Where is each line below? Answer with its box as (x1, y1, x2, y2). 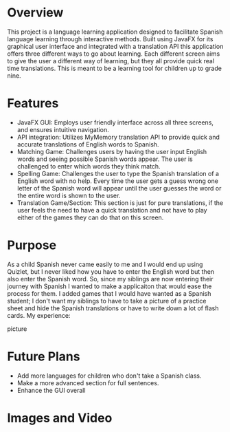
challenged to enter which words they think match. (16, 162, 161, 170)
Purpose (7, 237, 57, 253)
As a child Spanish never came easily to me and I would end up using (7, 260, 203, 268)
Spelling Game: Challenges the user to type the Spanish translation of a (16, 169, 220, 177)
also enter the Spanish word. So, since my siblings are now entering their (7, 274, 214, 283)
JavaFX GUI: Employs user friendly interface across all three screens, (16, 118, 214, 127)
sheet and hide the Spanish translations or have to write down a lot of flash (7, 304, 219, 312)
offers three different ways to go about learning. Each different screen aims (7, 50, 220, 58)
